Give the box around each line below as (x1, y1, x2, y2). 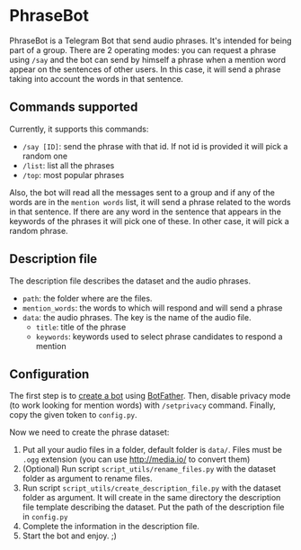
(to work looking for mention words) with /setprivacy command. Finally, (9, 400, 276, 410)
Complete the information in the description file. (22, 521, 200, 532)
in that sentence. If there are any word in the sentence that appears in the (9, 206, 281, 217)
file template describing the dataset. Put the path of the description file (22, 501, 285, 513)
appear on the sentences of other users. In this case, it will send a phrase (9, 64, 281, 75)
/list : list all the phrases (22, 159, 115, 171)
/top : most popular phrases (22, 169, 125, 180)
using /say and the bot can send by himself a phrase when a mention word (9, 54, 286, 65)
